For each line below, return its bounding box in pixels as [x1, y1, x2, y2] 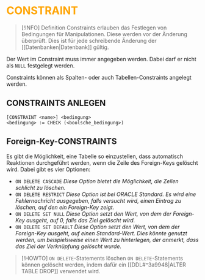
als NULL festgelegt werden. [6, 62, 75, 69]
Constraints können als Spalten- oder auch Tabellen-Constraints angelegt [6, 74, 192, 81]
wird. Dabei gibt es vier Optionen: [6, 165, 91, 173]
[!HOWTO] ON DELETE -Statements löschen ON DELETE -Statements [21, 254, 183, 262]
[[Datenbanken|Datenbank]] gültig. [21, 44, 109, 51]
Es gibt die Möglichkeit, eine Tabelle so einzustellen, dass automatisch [6, 153, 184, 160]
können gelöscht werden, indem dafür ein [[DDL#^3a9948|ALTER [21, 261, 186, 268]
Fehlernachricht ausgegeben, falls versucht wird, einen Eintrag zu [15, 197, 182, 204]
